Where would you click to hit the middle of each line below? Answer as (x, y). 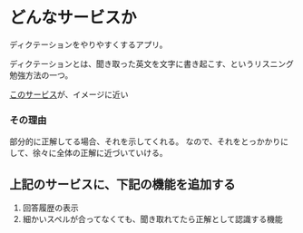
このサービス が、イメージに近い (69, 94)
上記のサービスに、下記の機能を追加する (122, 184)
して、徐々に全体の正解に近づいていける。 (88, 153)
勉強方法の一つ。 (41, 75)
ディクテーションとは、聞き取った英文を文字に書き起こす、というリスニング (152, 63)
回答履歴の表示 (50, 208)
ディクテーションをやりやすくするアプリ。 (88, 44)
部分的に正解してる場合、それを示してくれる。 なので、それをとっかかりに (149, 141)
